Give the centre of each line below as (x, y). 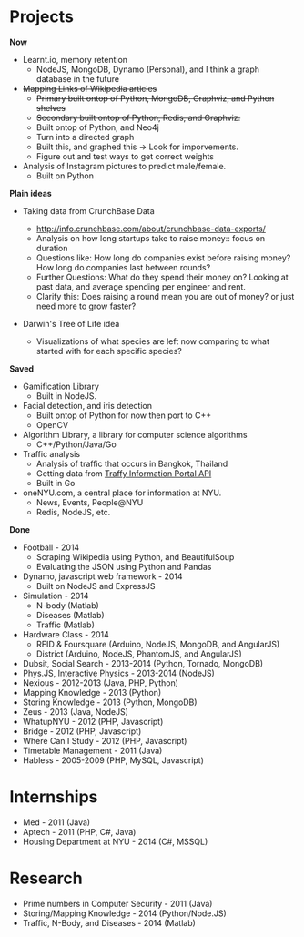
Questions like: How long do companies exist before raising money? (163, 258)
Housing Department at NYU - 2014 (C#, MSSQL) (115, 841)
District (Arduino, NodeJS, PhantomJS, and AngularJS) (139, 654)
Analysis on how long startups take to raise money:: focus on (151, 238)
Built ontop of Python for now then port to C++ (124, 415)
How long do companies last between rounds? (123, 267)
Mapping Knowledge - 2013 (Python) (92, 692)
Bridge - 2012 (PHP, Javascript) (82, 731)
